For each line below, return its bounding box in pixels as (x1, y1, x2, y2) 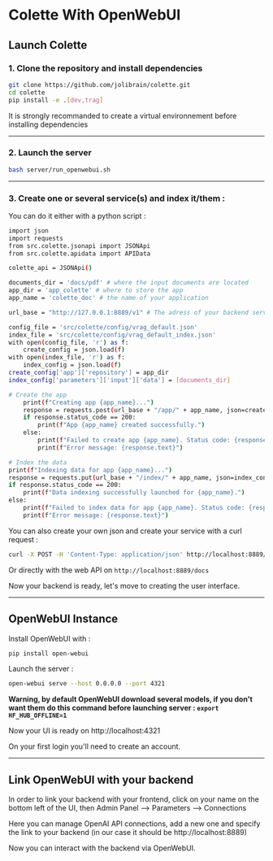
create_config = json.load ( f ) (23, 346, 126, 354)
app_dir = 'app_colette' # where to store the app (8, 286, 184, 294)
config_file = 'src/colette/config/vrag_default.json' (8, 323, 198, 331)
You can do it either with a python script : (8, 211, 146, 220)
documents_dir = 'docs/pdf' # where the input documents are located (8, 279, 249, 287)
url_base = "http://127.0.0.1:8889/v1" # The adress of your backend (8, 308, 249, 316)
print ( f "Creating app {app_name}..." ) (23, 398, 154, 407)
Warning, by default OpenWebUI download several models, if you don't (8, 694, 253, 704)
